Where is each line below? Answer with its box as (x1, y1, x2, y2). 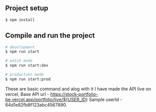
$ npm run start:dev (5, 63, 49, 68)
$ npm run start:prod (5, 76, 51, 82)
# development (5, 45, 35, 50)
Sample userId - (89, 96, 123, 102)
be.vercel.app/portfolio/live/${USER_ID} (5, 96, 88, 102)
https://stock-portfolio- (50, 91, 98, 97)
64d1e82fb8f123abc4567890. (5, 101, 67, 107)
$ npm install (5, 17, 35, 22)
